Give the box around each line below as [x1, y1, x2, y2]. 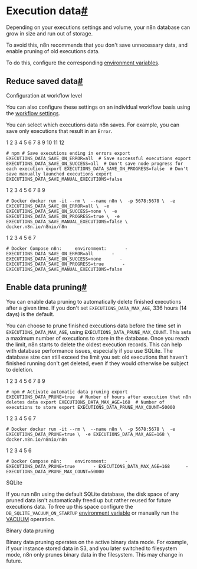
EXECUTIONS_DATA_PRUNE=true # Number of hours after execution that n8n [6, 394, 192, 400]
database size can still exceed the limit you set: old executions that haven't [6, 353, 188, 360]
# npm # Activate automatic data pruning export [6, 389, 128, 395]
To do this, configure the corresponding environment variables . [6, 59, 160, 66]
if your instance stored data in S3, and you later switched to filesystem [6, 545, 178, 552]
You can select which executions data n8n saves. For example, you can [6, 121, 180, 128]
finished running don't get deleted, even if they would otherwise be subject [6, 359, 189, 367]
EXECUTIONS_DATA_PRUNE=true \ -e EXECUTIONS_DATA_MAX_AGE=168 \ [6, 431, 170, 437]
